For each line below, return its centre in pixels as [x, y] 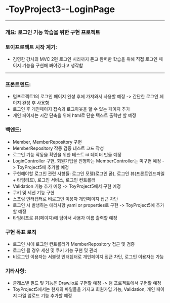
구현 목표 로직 [21, 232]
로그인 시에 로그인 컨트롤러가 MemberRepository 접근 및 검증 [74, 244]
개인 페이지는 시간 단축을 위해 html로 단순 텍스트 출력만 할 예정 [74, 115]
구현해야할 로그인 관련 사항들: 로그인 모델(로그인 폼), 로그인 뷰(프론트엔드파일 [89, 174]
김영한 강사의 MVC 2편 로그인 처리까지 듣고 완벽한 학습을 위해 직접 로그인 [85, 59]
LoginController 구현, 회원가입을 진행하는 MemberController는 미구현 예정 [87, 161]
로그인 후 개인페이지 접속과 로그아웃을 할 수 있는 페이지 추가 [71, 109]
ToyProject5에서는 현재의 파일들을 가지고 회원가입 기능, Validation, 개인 [84, 289]
